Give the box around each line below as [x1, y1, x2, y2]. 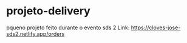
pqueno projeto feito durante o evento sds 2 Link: [6, 24, 130, 31]
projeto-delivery [6, 4, 91, 18]
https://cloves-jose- [131, 24, 181, 31]
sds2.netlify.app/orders [6, 30, 65, 37]
